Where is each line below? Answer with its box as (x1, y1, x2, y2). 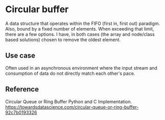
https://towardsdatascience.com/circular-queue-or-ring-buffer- (5, 104, 139, 110)
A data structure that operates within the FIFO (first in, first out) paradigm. (5, 20, 160, 26)
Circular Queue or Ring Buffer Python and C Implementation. (5, 98, 132, 105)
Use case (5, 51, 36, 60)
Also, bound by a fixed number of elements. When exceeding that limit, (5, 25, 154, 32)
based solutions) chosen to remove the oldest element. (5, 37, 121, 43)
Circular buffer (5, 4, 69, 15)
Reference (5, 85, 39, 94)
